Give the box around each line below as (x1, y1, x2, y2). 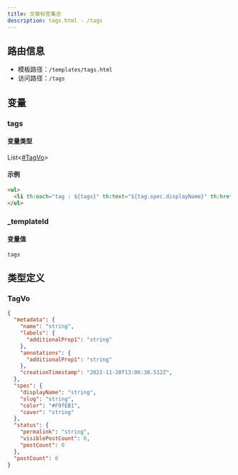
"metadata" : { (13, 316, 55, 323)
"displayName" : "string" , (20, 389, 97, 396)
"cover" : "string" (20, 408, 74, 415)
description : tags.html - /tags (7, 17, 103, 24)
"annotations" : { (20, 349, 72, 357)
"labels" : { (20, 330, 55, 337)
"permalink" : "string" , (20, 428, 91, 436)
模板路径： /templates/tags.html (17, 65, 113, 74)
